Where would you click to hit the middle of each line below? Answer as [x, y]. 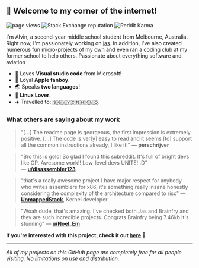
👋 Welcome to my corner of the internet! [81, 11]
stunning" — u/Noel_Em [50, 224]
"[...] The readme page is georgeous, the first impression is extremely [105, 133]
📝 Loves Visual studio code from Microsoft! [68, 73]
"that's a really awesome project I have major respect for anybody [101, 181]
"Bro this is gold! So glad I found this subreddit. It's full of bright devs [105, 157]
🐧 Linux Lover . [33, 95]
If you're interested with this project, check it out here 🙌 [76, 235]
